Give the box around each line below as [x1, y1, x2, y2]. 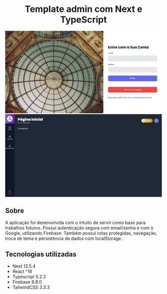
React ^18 [12, 269, 32, 275]
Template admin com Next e [24, 3, 143, 15]
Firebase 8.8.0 [12, 279, 42, 285]
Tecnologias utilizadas [5, 250, 77, 258]
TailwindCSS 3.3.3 [12, 285, 50, 291]
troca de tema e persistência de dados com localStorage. [5, 235, 123, 242]
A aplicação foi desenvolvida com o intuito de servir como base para [5, 220, 146, 226]
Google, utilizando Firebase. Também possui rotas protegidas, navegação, [5, 230, 158, 236]
